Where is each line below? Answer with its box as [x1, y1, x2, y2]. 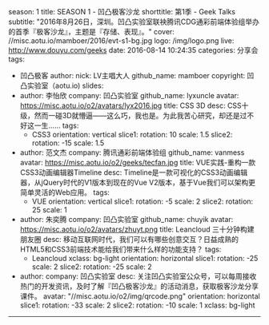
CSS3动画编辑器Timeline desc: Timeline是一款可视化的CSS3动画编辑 [19, 168, 248, 177]
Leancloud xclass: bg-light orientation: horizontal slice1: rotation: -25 [31, 254, 259, 263]
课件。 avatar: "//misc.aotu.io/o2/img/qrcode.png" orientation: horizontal [19, 291, 260, 301]
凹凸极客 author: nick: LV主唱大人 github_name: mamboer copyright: [19, 71, 246, 80]
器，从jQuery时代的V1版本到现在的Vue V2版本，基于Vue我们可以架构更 [19, 178, 256, 187]
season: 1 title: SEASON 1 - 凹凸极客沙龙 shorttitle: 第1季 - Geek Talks [8, 7, 236, 16]
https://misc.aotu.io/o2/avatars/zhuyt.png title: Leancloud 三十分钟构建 [19, 224, 255, 234]
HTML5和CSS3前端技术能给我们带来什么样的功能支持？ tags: [19, 244, 222, 254]
